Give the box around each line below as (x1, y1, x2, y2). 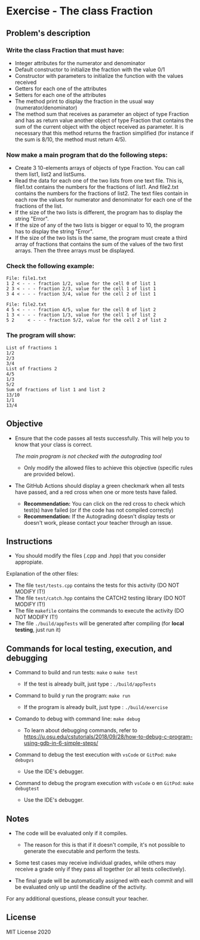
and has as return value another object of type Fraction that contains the (14, 117, 193, 124)
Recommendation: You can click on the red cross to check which (23, 500, 186, 507)
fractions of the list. (14, 202, 63, 210)
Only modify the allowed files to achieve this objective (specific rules (23, 464, 193, 471)
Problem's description (6, 28, 91, 38)
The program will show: (6, 331, 76, 339)
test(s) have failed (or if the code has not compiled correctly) (23, 506, 174, 513)
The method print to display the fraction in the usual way (14, 98, 154, 105)
